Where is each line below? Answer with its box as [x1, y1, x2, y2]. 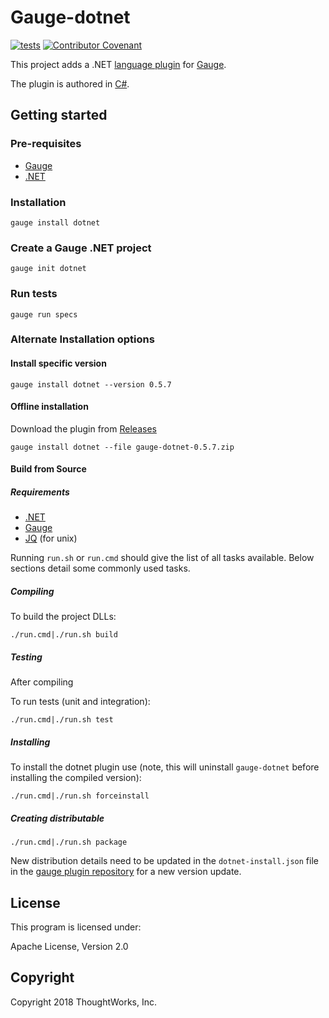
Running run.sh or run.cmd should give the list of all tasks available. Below [10, 552, 315, 564]
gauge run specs [10, 309, 78, 320]
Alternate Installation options [10, 332, 155, 346]
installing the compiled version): [10, 772, 142, 784]
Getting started [10, 107, 108, 124]
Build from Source [10, 463, 87, 475]
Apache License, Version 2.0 [10, 941, 129, 953]
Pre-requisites [10, 137, 82, 151]
